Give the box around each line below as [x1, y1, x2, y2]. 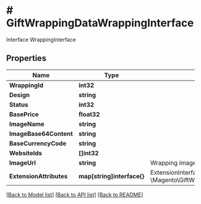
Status [9, 100, 29, 109]
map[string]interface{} [78, 172, 145, 180]
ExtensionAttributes [9, 172, 68, 180]
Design [9, 91, 30, 99]
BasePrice [9, 110, 39, 118]
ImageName [9, 120, 45, 128]
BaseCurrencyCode [9, 139, 67, 147]
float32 [78, 110, 100, 118]
